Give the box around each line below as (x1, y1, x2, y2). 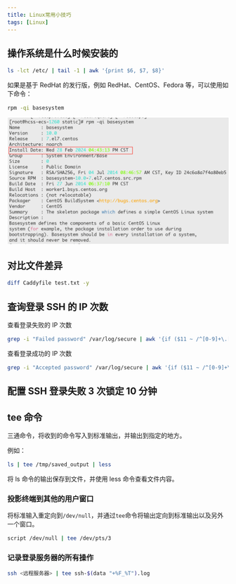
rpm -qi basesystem (7, 105, 65, 112)
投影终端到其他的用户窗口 (7, 493, 94, 503)
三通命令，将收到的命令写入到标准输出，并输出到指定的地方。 (7, 431, 186, 439)
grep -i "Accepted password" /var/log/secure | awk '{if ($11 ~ (7, 364, 199, 371)
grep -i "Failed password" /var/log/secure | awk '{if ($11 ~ (7, 336, 193, 343)
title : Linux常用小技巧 (7, 11, 72, 18)
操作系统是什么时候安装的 (7, 47, 118, 59)
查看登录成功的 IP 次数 (7, 349, 72, 357)
